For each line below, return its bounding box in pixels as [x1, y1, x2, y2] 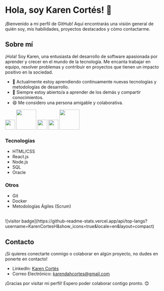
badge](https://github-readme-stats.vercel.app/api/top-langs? [21, 218, 148, 224]
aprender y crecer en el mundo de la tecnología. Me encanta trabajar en [5, 59, 151, 65]
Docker [12, 198, 27, 204]
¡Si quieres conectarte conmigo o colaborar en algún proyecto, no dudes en [5, 251, 159, 257]
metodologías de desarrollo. [12, 84, 69, 90]
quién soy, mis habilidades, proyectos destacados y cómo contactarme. [5, 26, 151, 32]
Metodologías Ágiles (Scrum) [12, 203, 71, 209]
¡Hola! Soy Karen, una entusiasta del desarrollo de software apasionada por [5, 53, 158, 59]
